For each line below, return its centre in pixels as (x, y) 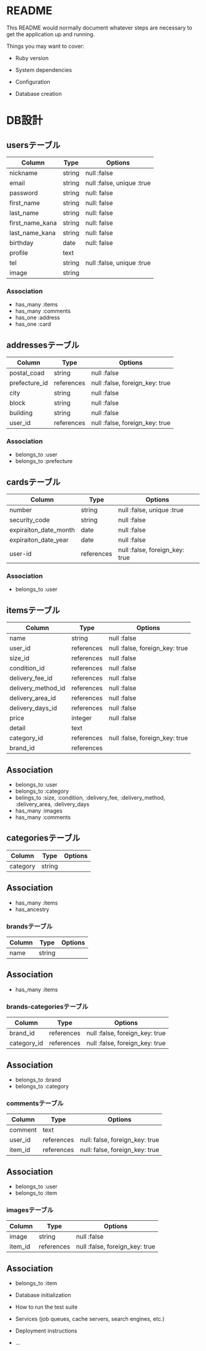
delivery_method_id (37, 688)
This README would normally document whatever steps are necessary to (99, 28)
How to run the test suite (46, 1307)
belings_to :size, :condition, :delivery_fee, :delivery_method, (90, 798)
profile (19, 252)
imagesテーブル (30, 1210)
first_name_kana (33, 223)
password (24, 193)
